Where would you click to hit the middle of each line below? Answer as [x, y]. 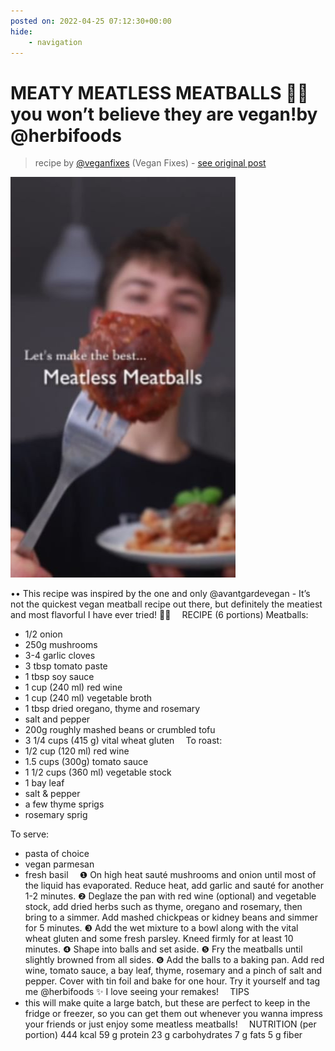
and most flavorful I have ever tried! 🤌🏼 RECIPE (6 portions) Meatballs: [159, 615]
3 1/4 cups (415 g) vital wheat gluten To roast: [123, 741]
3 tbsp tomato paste [66, 666]
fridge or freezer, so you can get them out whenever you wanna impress [173, 1014]
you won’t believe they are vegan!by [164, 114]
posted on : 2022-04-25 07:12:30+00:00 [91, 21]
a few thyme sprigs [64, 804]
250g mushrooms [61, 645]
